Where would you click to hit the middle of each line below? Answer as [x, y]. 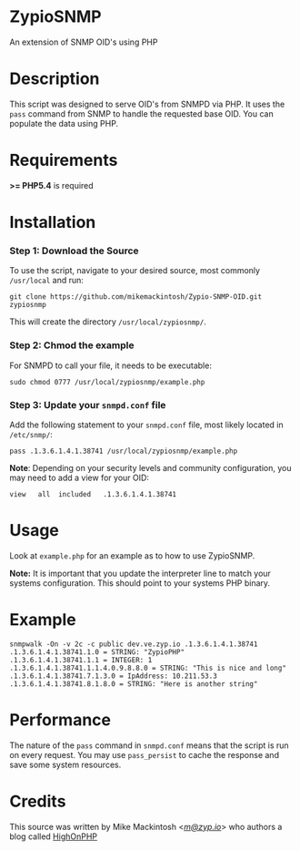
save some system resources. [65, 764]
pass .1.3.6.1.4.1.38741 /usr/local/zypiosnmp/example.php [124, 451]
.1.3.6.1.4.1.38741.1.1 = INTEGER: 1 [81, 660]
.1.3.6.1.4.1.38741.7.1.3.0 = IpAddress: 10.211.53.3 [114, 676]
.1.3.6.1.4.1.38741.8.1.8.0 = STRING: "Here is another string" [134, 684]
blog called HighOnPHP [54, 836]
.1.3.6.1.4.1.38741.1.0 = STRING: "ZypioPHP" [97, 652]
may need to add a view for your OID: [80, 477]
